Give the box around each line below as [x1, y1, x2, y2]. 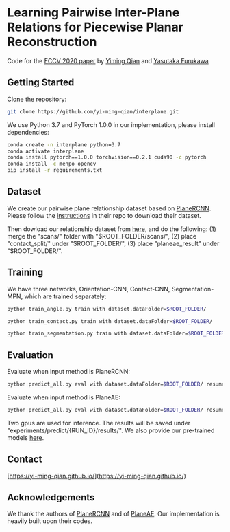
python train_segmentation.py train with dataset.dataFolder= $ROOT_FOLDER [7, 330, 225, 337]
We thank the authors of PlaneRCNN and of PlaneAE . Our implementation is [7, 510, 220, 518]
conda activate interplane [7, 148, 84, 155]
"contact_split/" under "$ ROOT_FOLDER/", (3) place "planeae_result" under [7, 239, 220, 247]
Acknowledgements [7, 491, 95, 503]
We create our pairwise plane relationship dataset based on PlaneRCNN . [7, 204, 212, 212]
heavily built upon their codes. [7, 517, 92, 525]
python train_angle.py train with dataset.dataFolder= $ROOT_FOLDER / [7, 305, 207, 312]
